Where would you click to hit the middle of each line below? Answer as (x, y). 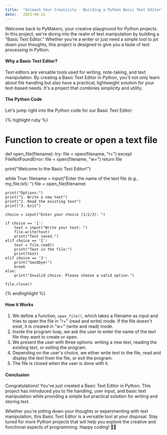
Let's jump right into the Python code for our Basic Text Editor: (69, 110)
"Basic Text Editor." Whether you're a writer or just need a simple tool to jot (82, 39)
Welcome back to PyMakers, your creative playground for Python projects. (82, 28)
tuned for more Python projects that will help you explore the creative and (81, 422)
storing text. (17, 402)
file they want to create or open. (45, 337)
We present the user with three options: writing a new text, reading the (84, 342)
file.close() (19, 284)
